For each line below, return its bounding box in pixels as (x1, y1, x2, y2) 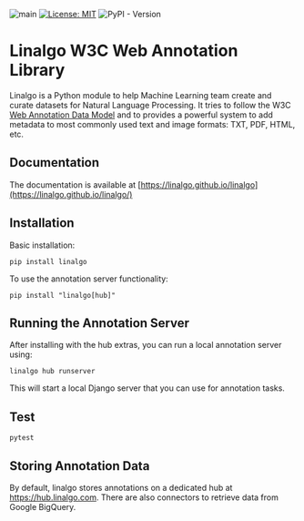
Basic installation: (9, 240, 76, 250)
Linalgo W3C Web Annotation (9, 41, 238, 61)
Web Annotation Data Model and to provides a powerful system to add (9, 109, 273, 120)
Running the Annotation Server (9, 315, 189, 331)
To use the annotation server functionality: (9, 273, 168, 284)
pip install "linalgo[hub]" (9, 291, 117, 300)
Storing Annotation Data (9, 458, 150, 474)
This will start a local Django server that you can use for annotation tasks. (9, 383, 285, 393)
